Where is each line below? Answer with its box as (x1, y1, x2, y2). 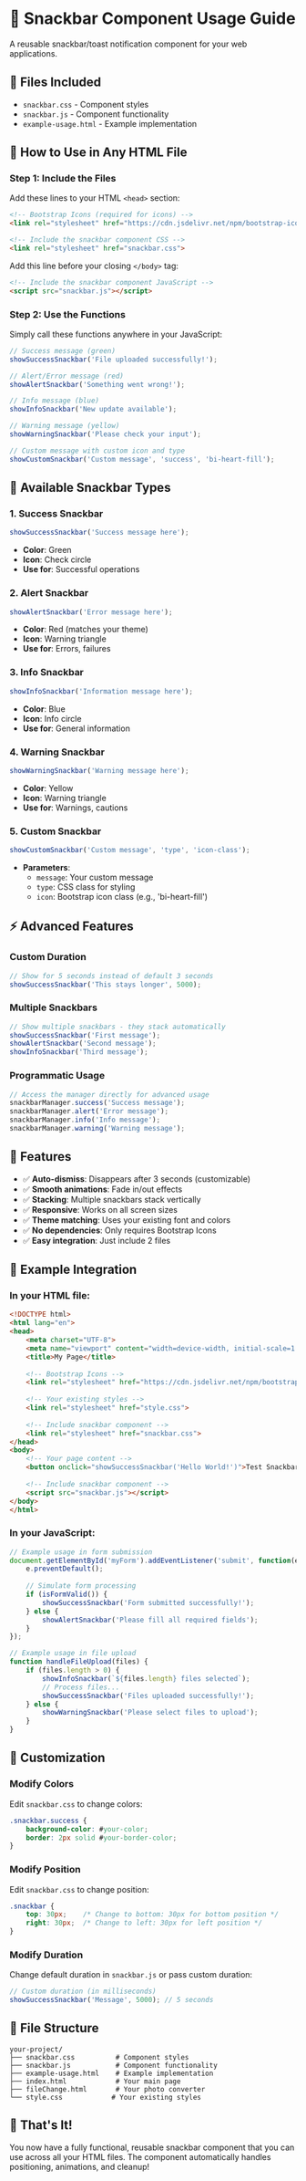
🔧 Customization (9, 1750, 106, 1766)
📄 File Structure (9, 2020, 99, 2036)
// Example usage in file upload (9, 1649, 137, 1658)
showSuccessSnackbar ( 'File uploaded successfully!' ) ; (9, 355, 219, 364)
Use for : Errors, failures (22, 643, 111, 654)
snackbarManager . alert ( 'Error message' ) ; (9, 1107, 169, 1116)
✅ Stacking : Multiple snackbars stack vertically (22, 1194, 202, 1205)
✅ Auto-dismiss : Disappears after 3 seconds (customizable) (22, 1173, 251, 1184)
